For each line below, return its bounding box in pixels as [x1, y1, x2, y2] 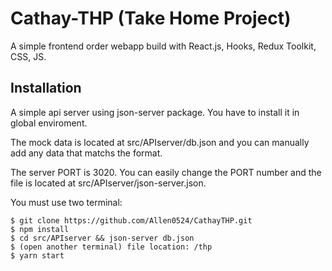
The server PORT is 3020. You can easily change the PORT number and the [10, 166, 322, 178]
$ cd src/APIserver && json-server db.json [10, 233, 195, 243]
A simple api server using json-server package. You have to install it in [10, 106, 300, 118]
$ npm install [10, 224, 70, 234]
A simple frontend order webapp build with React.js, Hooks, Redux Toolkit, [10, 40, 317, 52]
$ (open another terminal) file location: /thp [10, 242, 213, 252]
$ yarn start [10, 250, 65, 261]
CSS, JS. [10, 50, 47, 62]
